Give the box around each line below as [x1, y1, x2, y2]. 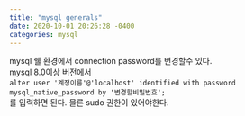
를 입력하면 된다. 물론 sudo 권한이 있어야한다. [9, 97, 169, 108]
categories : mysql [9, 30, 78, 39]
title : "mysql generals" [9, 13, 103, 22]
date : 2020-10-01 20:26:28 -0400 [9, 22, 135, 31]
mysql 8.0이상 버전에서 [9, 67, 92, 77]
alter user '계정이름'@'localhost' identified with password [9, 78, 236, 88]
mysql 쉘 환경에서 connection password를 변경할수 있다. [9, 56, 213, 67]
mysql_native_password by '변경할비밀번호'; [9, 88, 167, 97]
